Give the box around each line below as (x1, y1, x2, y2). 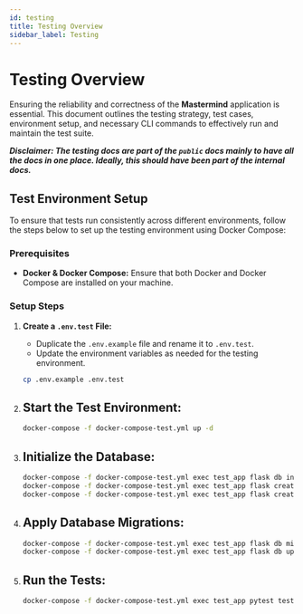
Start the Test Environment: (22, 399, 182, 415)
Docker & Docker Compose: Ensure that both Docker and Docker (22, 268, 267, 279)
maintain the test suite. (9, 128, 95, 139)
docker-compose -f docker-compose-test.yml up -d (22, 424, 214, 433)
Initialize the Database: (22, 449, 156, 465)
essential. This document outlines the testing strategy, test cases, (9, 109, 254, 120)
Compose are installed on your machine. (22, 277, 174, 288)
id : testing (9, 13, 54, 23)
